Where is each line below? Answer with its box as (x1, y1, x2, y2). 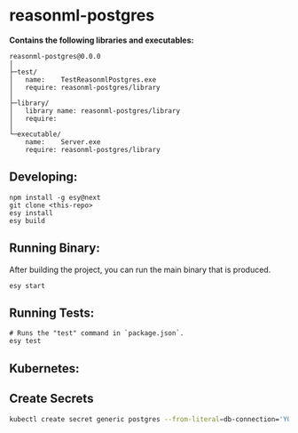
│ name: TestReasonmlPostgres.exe (9, 75, 157, 84)
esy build (9, 216, 46, 225)
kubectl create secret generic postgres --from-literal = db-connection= (9, 414, 279, 423)
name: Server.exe (25, 137, 101, 147)
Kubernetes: (9, 361, 80, 376)
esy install (9, 208, 53, 218)
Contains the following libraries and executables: (9, 35, 194, 45)
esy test (9, 337, 42, 346)
